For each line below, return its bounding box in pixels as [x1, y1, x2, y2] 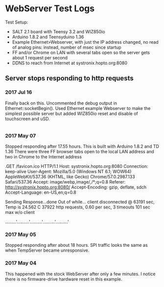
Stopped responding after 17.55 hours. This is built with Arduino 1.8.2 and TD [5, 143, 159, 149]
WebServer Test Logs [5, 3, 94, 14]
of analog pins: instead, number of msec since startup [12, 44, 121, 50]
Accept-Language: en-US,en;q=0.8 [5, 189, 77, 195]
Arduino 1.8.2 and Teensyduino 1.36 [12, 34, 84, 40]
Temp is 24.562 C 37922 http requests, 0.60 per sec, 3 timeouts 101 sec [5, 204, 150, 210]
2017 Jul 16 [5, 89, 32, 96]
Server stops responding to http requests [5, 74, 134, 82]
